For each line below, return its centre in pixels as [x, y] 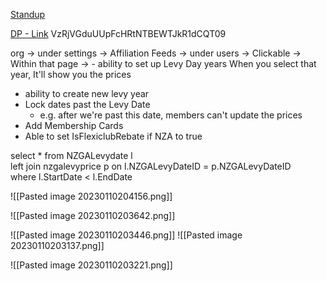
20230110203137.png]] [57, 245]
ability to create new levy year [87, 93]
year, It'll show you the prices [71, 74]
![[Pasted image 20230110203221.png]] [91, 265]
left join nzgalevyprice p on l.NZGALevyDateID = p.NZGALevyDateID [151, 166]
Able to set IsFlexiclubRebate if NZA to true [113, 136]
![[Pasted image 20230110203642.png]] [93, 215]
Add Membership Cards [74, 125]
